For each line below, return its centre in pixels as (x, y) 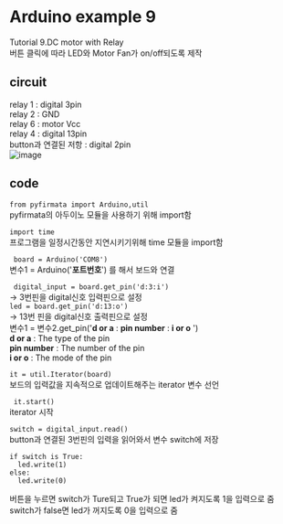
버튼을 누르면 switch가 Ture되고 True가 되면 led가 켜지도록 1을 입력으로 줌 (142, 498)
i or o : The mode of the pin (61, 358)
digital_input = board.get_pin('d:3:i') (91, 287)
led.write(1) (42, 465)
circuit (28, 83)
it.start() (34, 401)
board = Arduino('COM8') (60, 259)
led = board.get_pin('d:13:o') (69, 306)
